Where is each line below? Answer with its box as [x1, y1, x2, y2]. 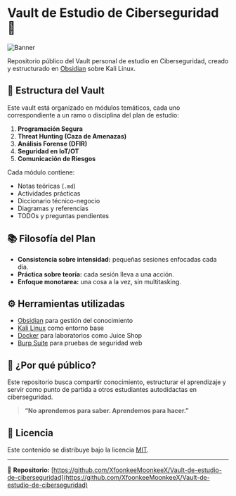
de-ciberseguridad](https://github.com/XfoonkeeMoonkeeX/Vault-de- [7, 473, 211, 481]
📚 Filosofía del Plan [7, 233, 96, 245]
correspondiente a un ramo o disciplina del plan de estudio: [7, 110, 179, 119]
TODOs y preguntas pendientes [17, 211, 110, 220]
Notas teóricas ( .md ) [17, 182, 76, 190]
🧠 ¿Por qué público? [7, 359, 97, 371]
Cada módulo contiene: [7, 167, 75, 177]
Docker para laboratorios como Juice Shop [17, 331, 143, 340]
